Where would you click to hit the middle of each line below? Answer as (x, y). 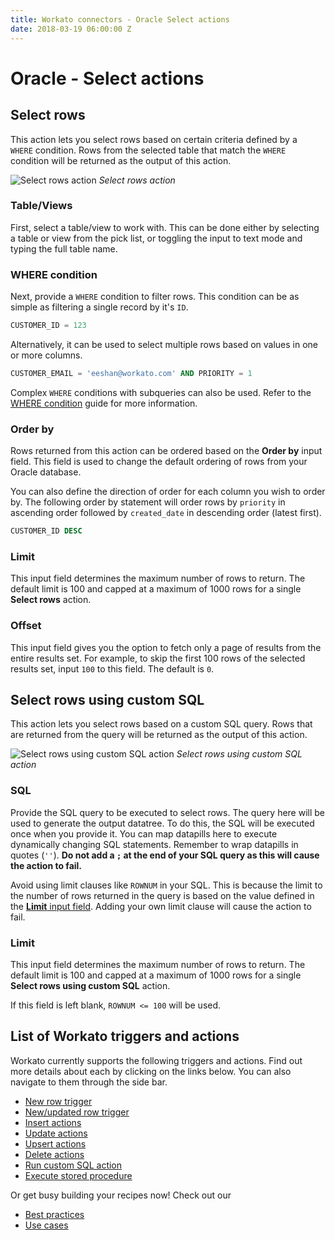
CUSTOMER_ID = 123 (48, 326)
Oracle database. (46, 472)
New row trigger (58, 1101)
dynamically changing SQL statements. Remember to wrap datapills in (154, 844)
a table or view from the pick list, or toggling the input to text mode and (156, 238)
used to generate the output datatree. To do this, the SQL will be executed (162, 823)
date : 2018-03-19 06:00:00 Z (71, 29)
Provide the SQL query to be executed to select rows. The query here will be (168, 812)
